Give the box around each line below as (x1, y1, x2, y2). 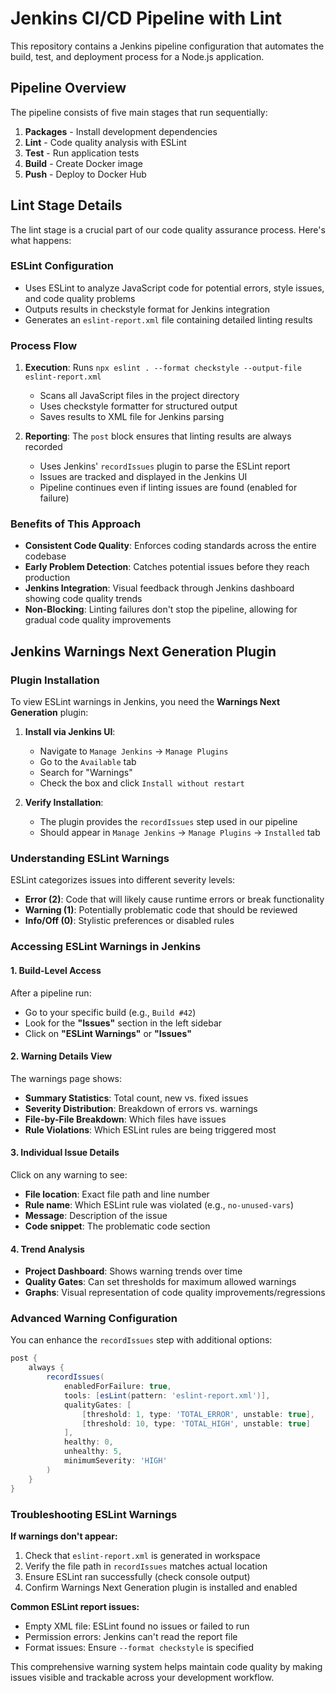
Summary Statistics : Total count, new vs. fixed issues (24, 1092, 249, 1104)
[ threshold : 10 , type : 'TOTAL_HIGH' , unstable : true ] (81, 1418, 311, 1429)
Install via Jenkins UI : (24, 726, 116, 738)
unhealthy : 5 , (63, 1447, 123, 1457)
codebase (24, 550, 67, 562)
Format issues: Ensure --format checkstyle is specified (24, 1641, 255, 1653)
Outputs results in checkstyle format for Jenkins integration (24, 303, 270, 315)
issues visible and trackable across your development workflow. (10, 1671, 275, 1683)
